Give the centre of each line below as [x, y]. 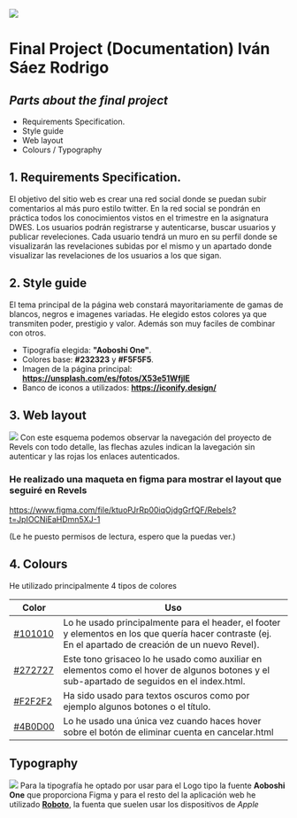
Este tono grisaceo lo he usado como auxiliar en [163, 659]
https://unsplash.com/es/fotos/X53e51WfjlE [106, 378]
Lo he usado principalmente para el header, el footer [172, 622]
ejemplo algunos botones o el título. [137, 706]
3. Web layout [48, 416]
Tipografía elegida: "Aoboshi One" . [87, 350]
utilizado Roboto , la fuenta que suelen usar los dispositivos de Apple [134, 805]
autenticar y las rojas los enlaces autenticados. [95, 457]
